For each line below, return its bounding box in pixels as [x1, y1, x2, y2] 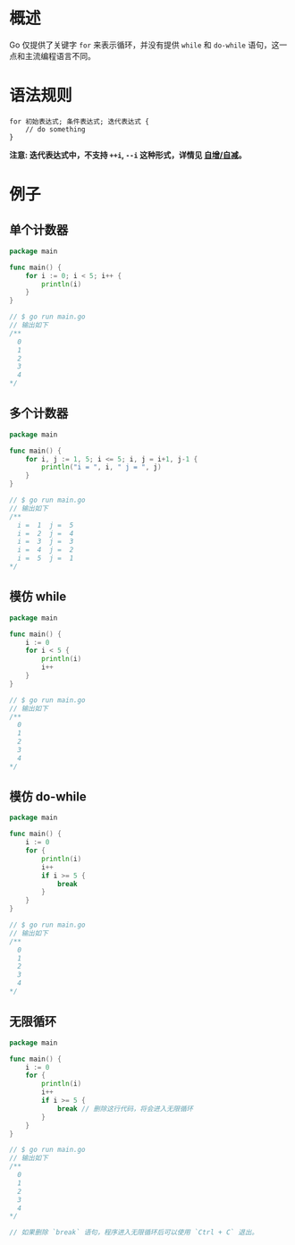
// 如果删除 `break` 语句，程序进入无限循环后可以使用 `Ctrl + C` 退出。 [9, 1228, 259, 1237]
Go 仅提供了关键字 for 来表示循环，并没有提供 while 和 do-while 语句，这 [9, 39, 280, 50]
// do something [25, 124, 87, 134]
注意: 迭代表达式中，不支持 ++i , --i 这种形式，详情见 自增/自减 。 [9, 149, 247, 160]
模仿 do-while [9, 789, 87, 805]
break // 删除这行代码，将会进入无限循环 [56, 1104, 194, 1114]
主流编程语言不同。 [24, 50, 96, 61]
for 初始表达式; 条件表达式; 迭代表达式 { [9, 117, 149, 126]
